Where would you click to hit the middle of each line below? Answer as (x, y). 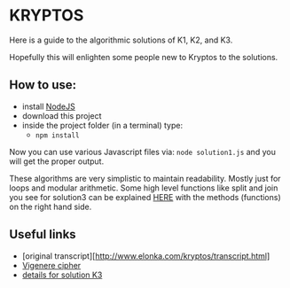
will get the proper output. (57, 161)
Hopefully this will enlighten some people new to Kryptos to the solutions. (144, 57)
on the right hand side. (51, 206)
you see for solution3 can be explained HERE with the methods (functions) (145, 197)
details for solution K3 (62, 275)
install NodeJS (48, 106)
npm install (57, 135)
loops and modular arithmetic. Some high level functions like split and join (144, 188)
